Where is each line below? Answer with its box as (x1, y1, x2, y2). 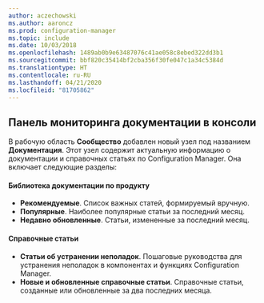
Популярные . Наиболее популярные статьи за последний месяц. (19, 207, 246, 217)
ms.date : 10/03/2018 (8, 42, 78, 50)
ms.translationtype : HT (8, 64, 88, 72)
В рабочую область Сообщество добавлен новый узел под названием (8, 137, 250, 146)
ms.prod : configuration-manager (8, 26, 116, 34)
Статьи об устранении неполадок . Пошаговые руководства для (19, 251, 242, 261)
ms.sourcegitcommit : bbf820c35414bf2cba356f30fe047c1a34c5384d (8, 57, 224, 65)
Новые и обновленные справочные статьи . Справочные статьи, (19, 277, 244, 286)
